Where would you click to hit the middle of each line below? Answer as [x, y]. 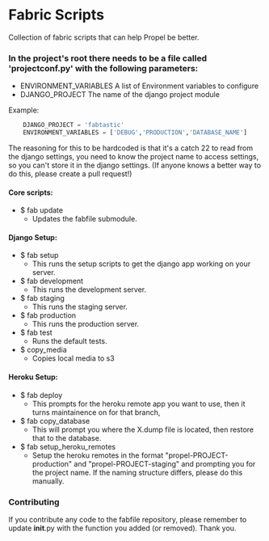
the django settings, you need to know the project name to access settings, [134, 156]
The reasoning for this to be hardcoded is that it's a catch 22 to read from [130, 148]
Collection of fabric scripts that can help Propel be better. [104, 37]
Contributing [34, 501]
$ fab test [36, 332]
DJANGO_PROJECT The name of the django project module [120, 95]
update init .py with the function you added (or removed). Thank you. [122, 528]
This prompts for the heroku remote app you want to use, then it [139, 404]
